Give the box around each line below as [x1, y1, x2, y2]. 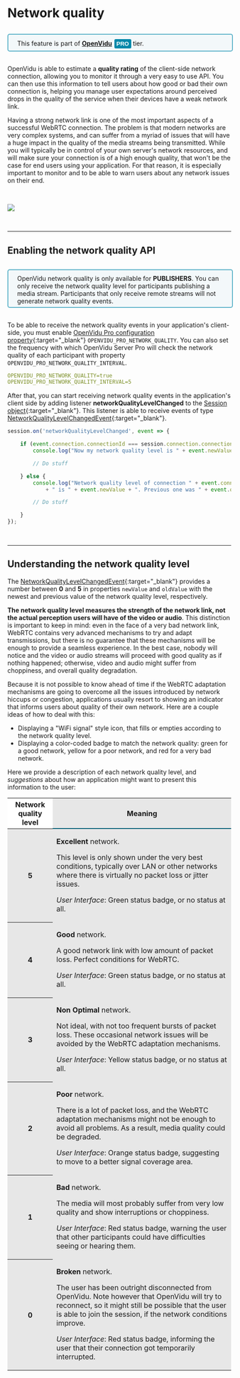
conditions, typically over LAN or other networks [56, 861, 218, 871]
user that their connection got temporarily [56, 1343, 195, 1353]
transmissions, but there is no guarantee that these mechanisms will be [7, 636, 216, 644]
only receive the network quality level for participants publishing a [17, 282, 211, 290]
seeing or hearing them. [56, 1241, 136, 1251]
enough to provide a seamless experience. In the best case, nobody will [7, 644, 218, 652]
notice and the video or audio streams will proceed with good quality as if [7, 651, 222, 659]
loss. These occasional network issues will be [56, 1030, 209, 1040]
